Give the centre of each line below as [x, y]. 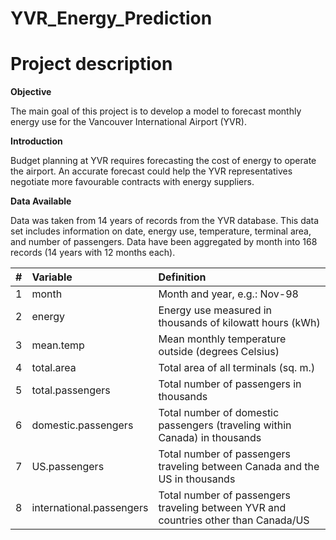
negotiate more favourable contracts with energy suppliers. [132, 182]
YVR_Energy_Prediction [111, 18]
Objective [31, 92]
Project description [91, 64]
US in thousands [197, 479]
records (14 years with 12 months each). [93, 253]
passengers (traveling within [225, 425]
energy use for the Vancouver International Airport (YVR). [128, 122]
